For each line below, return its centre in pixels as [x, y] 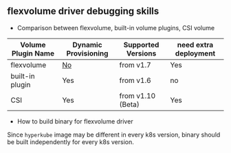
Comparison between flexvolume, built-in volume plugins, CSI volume [116, 27]
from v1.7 [135, 64]
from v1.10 [137, 95]
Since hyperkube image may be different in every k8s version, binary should [114, 134]
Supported [141, 45]
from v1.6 [135, 80]
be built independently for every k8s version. [70, 142]
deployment [195, 53]
